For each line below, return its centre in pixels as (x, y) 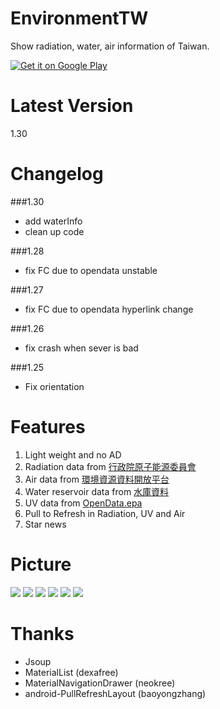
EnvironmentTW (79, 18)
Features (48, 427)
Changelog (57, 174)
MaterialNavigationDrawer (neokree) (100, 683)
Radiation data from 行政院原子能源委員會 (110, 466)
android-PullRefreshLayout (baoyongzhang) (115, 693)
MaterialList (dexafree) (71, 672)
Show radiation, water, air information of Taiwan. (110, 46)
